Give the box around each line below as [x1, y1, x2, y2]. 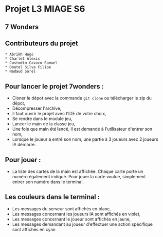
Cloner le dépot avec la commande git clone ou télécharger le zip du [12, 95, 152, 101]
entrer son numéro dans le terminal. [12, 179, 84, 185]
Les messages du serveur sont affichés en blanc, [12, 205, 111, 212]
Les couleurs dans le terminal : [5, 193, 100, 201]
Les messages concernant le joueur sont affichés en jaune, [12, 216, 131, 222]
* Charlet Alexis [5, 56, 40, 61]
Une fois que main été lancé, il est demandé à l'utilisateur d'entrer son [12, 126, 152, 132]
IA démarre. [12, 142, 36, 148]
